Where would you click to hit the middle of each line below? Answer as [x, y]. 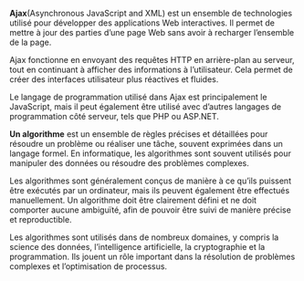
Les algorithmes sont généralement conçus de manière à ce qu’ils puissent [151, 181]
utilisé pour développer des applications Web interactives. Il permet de [142, 23]
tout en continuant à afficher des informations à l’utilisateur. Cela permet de [152, 69]
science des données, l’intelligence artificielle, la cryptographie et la [137, 247]
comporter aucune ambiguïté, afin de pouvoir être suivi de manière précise [151, 210]
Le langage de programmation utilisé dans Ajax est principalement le [138, 97]
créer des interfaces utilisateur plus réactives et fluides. [114, 79]
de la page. [31, 42]
